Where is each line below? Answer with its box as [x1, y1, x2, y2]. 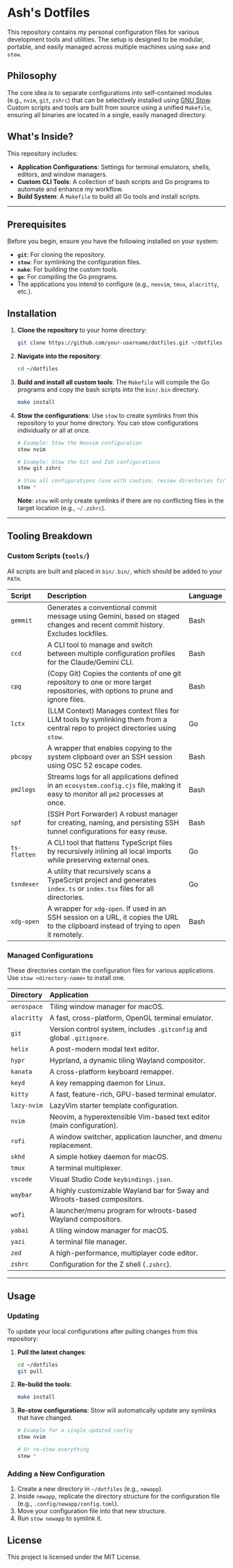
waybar [10, 1191, 33, 1199]
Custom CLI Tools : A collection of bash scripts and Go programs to [17, 177, 210, 185]
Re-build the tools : [17, 1380, 72, 1389]
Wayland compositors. [49, 1215, 123, 1224]
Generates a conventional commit [47, 602, 157, 612]
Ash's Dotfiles [7, 5, 90, 21]
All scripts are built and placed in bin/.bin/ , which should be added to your [7, 567, 223, 575]
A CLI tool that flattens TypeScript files [47, 838, 173, 848]
